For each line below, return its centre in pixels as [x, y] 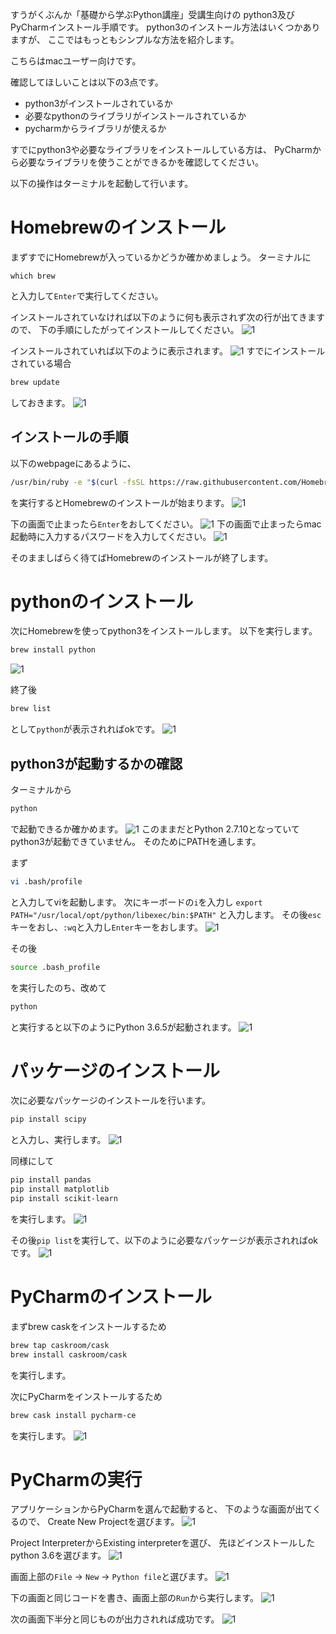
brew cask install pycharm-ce [73, 1415]
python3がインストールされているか [98, 103]
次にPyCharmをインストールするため [86, 1396]
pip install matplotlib [60, 1189]
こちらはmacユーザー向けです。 [76, 61]
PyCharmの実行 [76, 1479]
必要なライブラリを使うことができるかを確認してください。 [141, 162]
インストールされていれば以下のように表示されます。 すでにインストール [168, 350]
